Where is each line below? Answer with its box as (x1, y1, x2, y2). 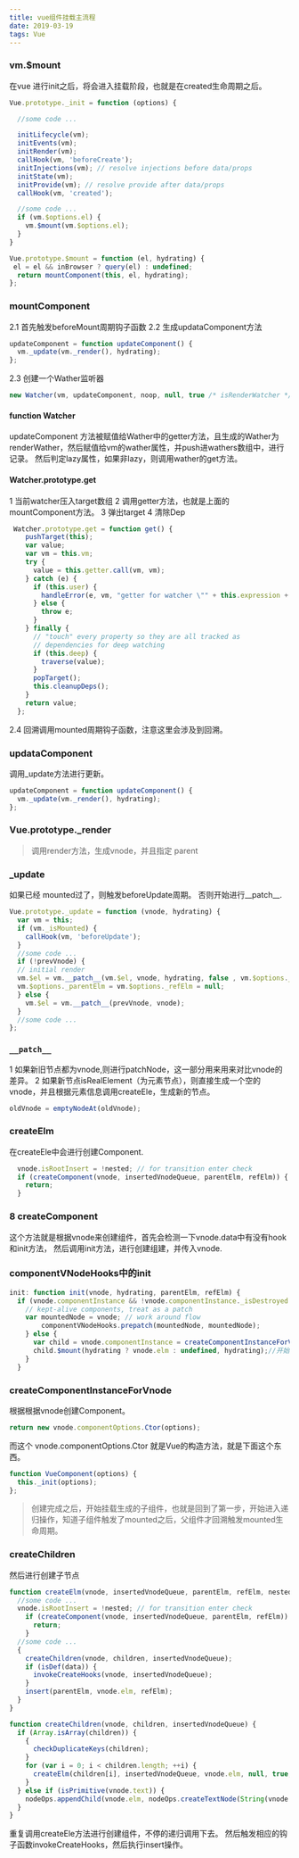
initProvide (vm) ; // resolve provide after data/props (17, 180, 225, 189)
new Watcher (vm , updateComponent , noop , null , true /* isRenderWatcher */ (9, 391, 293, 400)
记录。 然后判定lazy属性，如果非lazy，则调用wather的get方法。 (9, 453, 243, 464)
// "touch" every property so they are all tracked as (32, 632, 241, 641)
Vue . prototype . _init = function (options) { (9, 98, 177, 107)
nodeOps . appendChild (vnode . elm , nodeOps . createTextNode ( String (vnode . (25, 1795, 293, 1804)
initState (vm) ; (17, 171, 74, 181)
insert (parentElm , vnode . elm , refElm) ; (25, 1688, 174, 1696)
